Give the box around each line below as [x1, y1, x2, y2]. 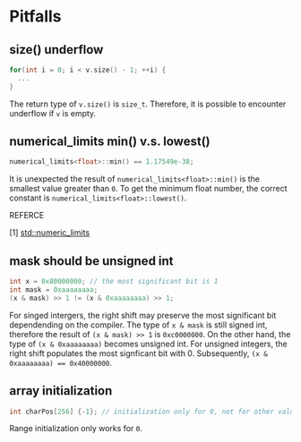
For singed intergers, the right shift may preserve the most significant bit [9, 310, 277, 320]
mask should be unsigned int [9, 253, 174, 268]
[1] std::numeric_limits [9, 227, 90, 238]
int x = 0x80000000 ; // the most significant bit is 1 [9, 277, 219, 286]
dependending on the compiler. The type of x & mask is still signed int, [9, 319, 268, 330]
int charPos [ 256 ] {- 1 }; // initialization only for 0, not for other [9, 407, 275, 416]
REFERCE [9, 210, 45, 221]
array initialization [9, 383, 113, 399]
